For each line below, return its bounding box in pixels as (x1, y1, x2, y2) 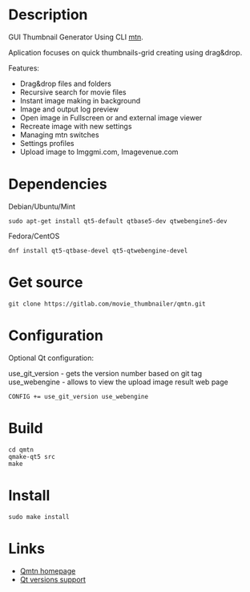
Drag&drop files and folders (19, 79, 112, 88)
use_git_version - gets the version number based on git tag (8, 368, 203, 378)
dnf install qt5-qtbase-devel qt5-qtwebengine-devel (8, 246, 188, 254)
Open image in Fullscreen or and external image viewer (19, 112, 203, 122)
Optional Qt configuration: (8, 353, 95, 363)
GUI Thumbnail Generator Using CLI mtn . (8, 32, 144, 42)
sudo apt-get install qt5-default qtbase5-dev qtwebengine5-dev (8, 217, 228, 225)
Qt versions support (19, 574, 87, 584)
